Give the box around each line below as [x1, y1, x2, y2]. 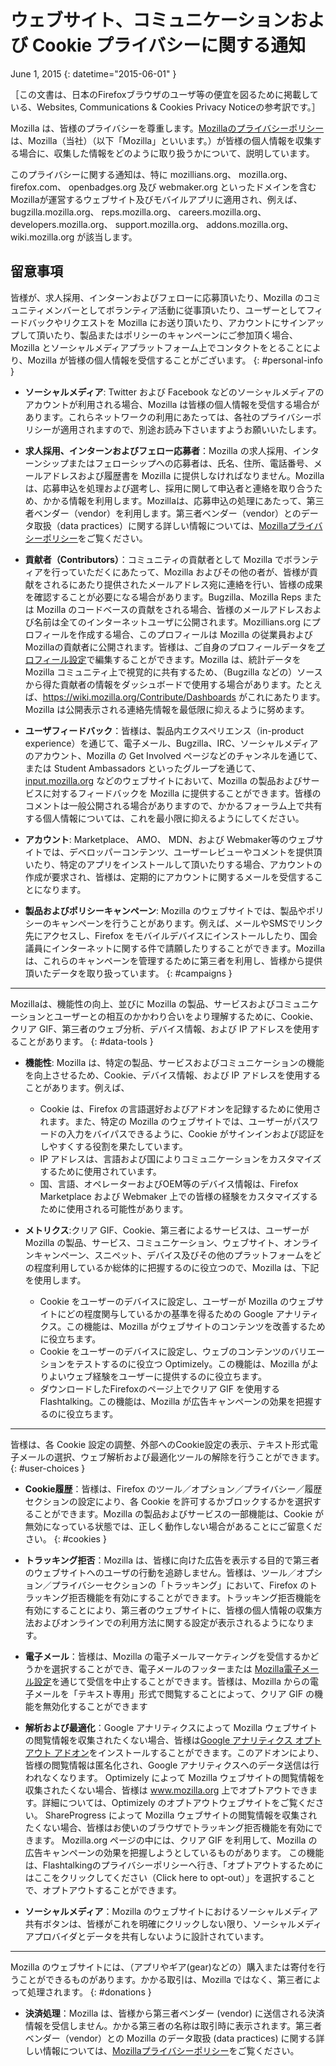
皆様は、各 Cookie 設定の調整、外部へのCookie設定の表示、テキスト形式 [10, 1438, 310, 1450]
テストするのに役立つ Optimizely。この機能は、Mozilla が [74, 1357, 311, 1370]
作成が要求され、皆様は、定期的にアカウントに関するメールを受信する [24, 871, 315, 883]
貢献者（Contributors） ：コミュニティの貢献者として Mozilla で [24, 553, 285, 565]
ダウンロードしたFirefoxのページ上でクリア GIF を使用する [39, 1382, 281, 1395]
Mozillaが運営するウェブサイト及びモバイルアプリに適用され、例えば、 [10, 193, 303, 205]
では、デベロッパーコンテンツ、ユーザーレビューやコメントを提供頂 [42, 846, 323, 858]
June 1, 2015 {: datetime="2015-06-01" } [10, 67, 177, 80]
